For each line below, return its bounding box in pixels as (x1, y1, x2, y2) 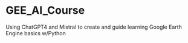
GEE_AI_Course (5, 4, 85, 17)
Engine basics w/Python (5, 29, 66, 36)
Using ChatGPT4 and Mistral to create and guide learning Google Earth (5, 23, 183, 30)
